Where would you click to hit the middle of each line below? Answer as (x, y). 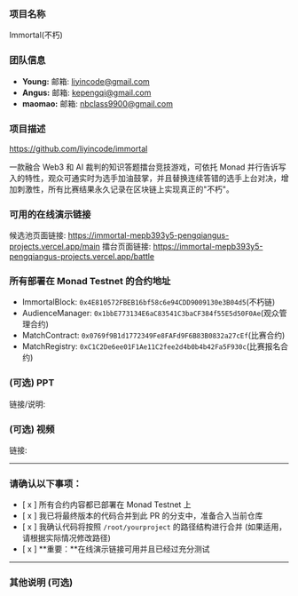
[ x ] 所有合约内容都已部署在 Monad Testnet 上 (107, 505)
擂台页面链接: (126, 247)
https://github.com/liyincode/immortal (78, 148)
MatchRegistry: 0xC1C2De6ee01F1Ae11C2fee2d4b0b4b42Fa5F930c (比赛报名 (151, 346)
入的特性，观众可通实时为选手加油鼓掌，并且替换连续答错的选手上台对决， (145, 178)
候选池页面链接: (38, 235)
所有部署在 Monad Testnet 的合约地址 (90, 282)
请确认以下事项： (46, 484)
